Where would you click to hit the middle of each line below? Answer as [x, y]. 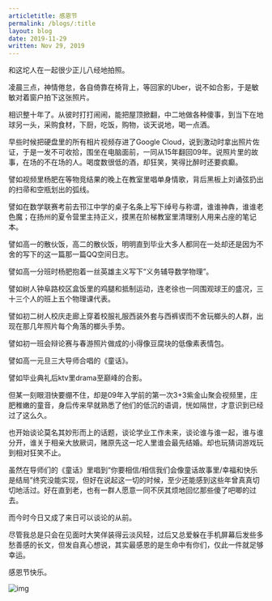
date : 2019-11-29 [38, 38]
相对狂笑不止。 [40, 453]
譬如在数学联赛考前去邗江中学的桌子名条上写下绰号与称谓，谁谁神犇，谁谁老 [136, 207]
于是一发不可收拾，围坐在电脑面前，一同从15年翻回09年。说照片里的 [137, 152]
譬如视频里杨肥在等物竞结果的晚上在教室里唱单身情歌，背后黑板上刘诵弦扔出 [136, 180]
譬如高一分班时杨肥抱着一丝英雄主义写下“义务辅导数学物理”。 [111, 271]
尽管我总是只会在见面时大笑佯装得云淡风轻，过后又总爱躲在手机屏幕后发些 [132, 535]
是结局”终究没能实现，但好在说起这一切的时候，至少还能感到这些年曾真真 [131, 480]
